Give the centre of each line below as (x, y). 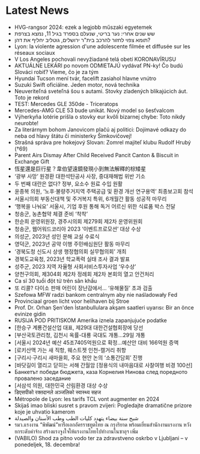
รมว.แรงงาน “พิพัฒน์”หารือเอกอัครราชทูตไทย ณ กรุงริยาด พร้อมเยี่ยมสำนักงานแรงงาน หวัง (103, 424)
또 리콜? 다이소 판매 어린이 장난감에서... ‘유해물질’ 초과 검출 (83, 288)
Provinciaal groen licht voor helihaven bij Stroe (72, 301)
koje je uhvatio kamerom (45, 412)
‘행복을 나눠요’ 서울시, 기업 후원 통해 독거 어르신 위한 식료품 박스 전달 (95, 206)
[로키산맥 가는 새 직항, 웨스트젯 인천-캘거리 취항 (70, 350)
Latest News (38, 11)
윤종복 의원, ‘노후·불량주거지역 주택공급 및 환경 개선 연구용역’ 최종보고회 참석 (104, 191)
